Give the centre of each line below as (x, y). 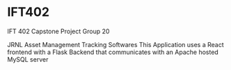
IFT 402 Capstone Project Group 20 (58, 31)
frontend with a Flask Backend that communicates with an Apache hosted (113, 52)
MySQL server (28, 59)
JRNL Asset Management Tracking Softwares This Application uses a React (115, 44)
